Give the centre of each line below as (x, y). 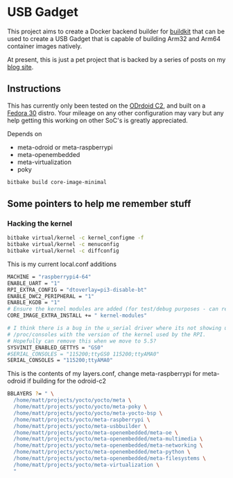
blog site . (20, 67)
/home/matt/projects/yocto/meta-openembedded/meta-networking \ (108, 445)
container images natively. (45, 46)
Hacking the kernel (40, 223)
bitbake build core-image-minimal (57, 182)
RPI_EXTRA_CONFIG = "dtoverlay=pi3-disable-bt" (77, 290)
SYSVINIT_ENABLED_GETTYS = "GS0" (55, 347)
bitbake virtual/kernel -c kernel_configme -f (76, 238)
